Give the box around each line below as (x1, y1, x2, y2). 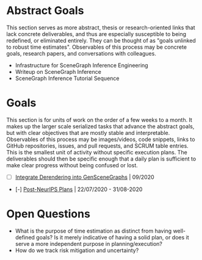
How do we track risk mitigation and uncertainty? (15, 247, 139, 254)
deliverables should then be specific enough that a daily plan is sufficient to (6, 155, 197, 162)
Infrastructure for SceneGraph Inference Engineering (15, 62, 148, 69)
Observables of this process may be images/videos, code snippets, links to (6, 135, 195, 143)
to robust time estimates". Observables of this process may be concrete (6, 43, 187, 51)
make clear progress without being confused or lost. (6, 161, 139, 168)
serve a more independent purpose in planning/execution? (15, 240, 163, 247)
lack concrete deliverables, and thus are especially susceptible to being (6, 30, 187, 37)
